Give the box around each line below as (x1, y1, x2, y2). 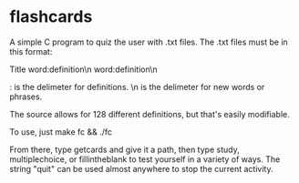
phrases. (9, 91, 43, 102)
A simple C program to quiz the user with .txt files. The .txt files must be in (9, 36, 289, 47)
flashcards (9, 6, 93, 27)
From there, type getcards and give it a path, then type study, (9, 144, 240, 155)
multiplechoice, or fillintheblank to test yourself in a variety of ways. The (9, 153, 281, 165)
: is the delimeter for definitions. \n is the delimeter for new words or (9, 81, 265, 92)
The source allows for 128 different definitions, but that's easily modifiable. (9, 108, 290, 119)
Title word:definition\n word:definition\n (9, 64, 158, 75)
